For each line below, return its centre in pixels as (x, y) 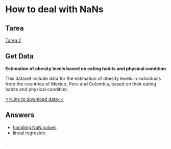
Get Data (20, 56)
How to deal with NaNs (54, 9)
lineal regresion (29, 133)
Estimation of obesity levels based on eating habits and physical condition (86, 68)
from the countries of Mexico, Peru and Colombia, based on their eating (81, 84)
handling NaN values (35, 127)
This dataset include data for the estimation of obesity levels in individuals (83, 78)
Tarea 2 (13, 40)
